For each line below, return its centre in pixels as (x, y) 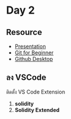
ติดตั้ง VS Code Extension (35, 92)
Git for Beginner (34, 53)
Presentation (30, 46)
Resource (24, 32)
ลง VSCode (26, 78)
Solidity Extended (37, 110)
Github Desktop (34, 59)
